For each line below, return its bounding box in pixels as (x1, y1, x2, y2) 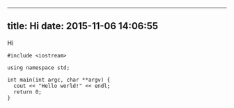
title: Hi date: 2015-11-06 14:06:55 (7, 20, 159, 32)
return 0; (13, 88, 42, 96)
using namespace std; (7, 64, 70, 71)
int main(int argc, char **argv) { (7, 76, 111, 83)
